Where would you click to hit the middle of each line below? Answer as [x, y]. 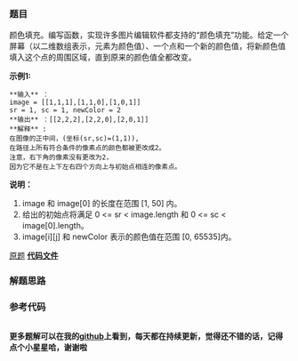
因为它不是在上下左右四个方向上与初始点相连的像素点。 [96, 167]
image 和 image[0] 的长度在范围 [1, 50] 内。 [102, 204]
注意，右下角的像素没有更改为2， [61, 157]
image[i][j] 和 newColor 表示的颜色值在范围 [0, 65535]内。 [129, 237]
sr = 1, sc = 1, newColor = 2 [65, 110]
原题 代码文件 [34, 256]
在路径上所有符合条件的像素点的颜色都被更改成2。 [88, 148]
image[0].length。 [55, 226]
